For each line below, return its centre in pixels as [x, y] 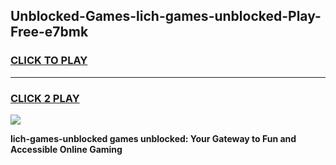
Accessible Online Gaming [66, 149]
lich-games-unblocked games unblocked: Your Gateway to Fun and [153, 138]
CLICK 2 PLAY [45, 98]
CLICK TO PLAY [49, 61]
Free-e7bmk [49, 32]
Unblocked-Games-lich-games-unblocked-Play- [166, 16]
